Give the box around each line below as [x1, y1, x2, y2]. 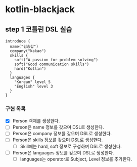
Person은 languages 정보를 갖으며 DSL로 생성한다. [12, 149, 114, 155]
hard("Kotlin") [14, 66, 47, 71]
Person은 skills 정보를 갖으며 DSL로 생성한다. [12, 137, 103, 143]
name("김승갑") [10, 44, 39, 49]
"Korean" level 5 [14, 79, 51, 85]
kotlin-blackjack [5, 4, 75, 15]
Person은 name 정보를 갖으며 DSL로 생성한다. [12, 124, 104, 130]
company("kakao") [10, 49, 47, 54]
